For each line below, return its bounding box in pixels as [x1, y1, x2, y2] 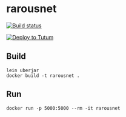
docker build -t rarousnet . [6, 72, 80, 79]
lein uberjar [6, 67, 39, 73]
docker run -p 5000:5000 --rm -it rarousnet [6, 105, 121, 111]
